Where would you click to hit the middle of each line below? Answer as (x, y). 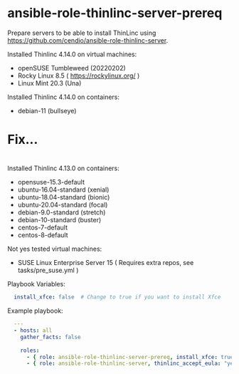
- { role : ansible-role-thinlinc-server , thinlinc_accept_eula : (123, 364)
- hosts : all (33, 331)
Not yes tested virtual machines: (55, 249)
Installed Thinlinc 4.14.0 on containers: (63, 97)
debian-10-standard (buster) (59, 220)
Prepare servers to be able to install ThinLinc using (82, 33)
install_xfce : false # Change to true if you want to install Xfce (117, 297)
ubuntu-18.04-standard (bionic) (64, 197)
